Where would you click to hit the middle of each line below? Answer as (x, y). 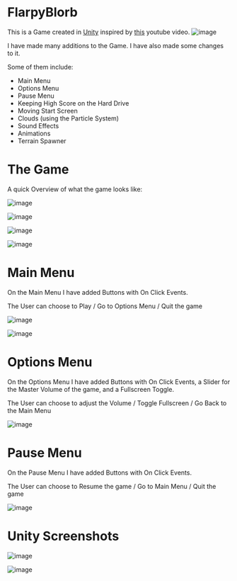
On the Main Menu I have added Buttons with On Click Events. (98, 292)
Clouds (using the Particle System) (68, 118)
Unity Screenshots (63, 536)
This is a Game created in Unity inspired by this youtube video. (99, 32)
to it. (14, 53)
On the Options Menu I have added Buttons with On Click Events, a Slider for (119, 382)
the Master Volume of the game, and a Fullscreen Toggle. (91, 389)
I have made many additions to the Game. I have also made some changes (116, 45)
